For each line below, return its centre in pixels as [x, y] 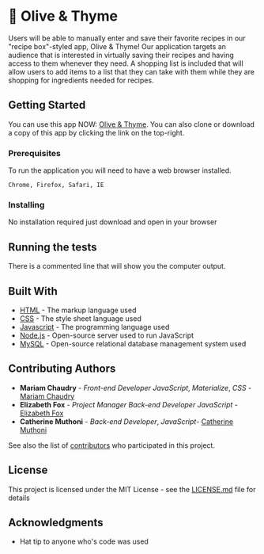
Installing [26, 204]
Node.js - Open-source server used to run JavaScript [107, 335]
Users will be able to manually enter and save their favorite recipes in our [127, 38]
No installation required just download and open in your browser [113, 222]
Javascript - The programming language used [94, 327]
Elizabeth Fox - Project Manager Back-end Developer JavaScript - [129, 404]
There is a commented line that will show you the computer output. [117, 266]
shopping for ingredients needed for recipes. [81, 80]
